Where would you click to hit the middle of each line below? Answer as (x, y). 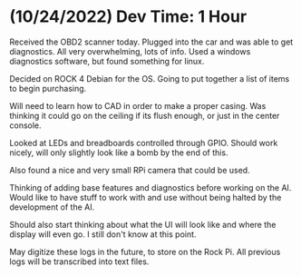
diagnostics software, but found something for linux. (107, 61)
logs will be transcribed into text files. (79, 261)
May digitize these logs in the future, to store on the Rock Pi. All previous (145, 251)
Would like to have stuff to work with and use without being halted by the (146, 197)
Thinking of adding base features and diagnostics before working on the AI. (150, 187)
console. (26, 125)
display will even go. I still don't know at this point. (103, 234)
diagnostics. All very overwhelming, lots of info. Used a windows (130, 51)
